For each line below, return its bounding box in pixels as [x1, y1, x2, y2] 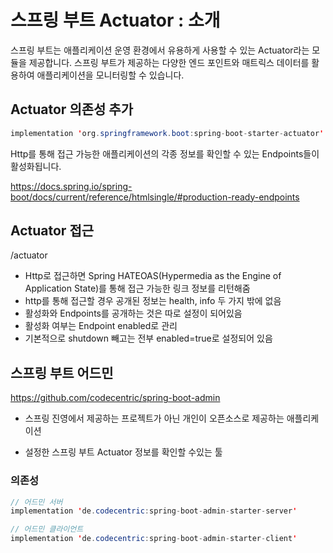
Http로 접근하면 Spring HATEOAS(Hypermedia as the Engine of [24, 270, 282, 282]
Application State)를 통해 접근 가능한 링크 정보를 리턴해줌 [24, 282, 251, 295]
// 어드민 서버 [10, 497, 63, 507]
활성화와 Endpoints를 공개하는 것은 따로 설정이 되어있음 [24, 307, 243, 320]
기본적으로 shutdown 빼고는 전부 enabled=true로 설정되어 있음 [24, 332, 273, 345]
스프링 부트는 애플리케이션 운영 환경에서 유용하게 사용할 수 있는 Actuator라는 [10, 44, 310, 56]
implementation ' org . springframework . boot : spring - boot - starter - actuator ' [10, 128, 325, 138]
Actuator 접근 [10, 222, 95, 240]
